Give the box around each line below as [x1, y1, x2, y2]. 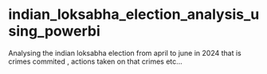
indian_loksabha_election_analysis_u [8, 6, 260, 24]
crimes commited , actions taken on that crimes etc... [8, 57, 183, 66]
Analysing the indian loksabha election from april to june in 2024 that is [8, 48, 241, 57]
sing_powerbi [8, 22, 101, 40]
